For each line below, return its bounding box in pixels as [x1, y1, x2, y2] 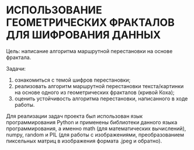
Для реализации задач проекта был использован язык [6, 112, 143, 120]
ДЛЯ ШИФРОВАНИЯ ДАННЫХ [6, 29, 161, 41]
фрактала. [6, 54, 32, 61]
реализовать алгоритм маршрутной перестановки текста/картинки [14, 82, 184, 89]
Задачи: [6, 65, 26, 72]
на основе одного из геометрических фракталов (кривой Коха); [14, 89, 175, 96]
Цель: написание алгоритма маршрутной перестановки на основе [6, 47, 173, 54]
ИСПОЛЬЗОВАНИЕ [6, 4, 102, 17]
